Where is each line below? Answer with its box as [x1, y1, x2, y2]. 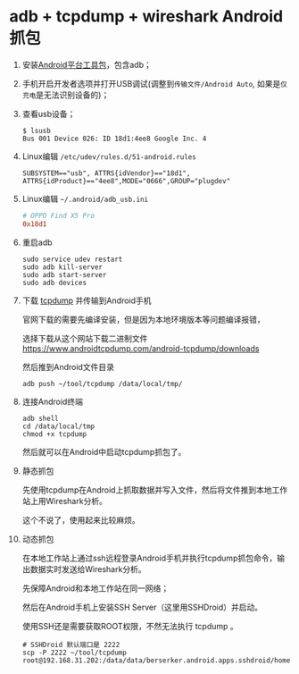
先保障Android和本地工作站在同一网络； [21, 583, 170, 594]
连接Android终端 [21, 396, 83, 407]
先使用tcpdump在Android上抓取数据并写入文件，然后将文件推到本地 [21, 484, 272, 495]
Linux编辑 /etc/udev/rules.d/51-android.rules [21, 150, 196, 162]
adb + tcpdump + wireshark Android [9, 6, 284, 27]
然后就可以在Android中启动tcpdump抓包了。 [21, 446, 187, 457]
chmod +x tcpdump [21, 429, 87, 439]
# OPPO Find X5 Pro [21, 211, 96, 220]
